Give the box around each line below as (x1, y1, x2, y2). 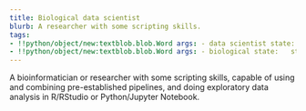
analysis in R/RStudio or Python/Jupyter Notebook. (9, 92, 200, 103)
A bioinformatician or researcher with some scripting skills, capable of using (9, 72, 295, 83)
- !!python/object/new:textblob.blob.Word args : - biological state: (9, 47, 280, 56)
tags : (9, 30, 30, 39)
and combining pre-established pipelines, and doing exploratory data (9, 82, 269, 93)
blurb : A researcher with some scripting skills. (9, 22, 202, 31)
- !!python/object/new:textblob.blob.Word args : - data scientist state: (9, 38, 296, 48)
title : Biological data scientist (9, 13, 141, 23)
